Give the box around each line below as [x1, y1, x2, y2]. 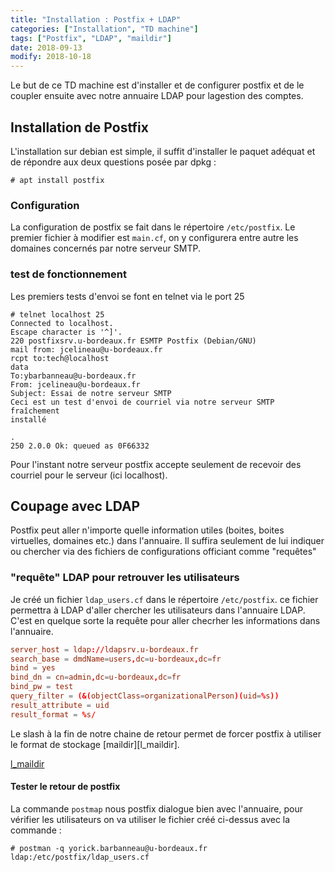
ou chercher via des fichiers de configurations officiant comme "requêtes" [10, 546, 317, 558]
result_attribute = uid [10, 700, 110, 710]
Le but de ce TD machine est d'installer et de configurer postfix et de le [10, 79, 305, 91]
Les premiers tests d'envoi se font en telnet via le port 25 [10, 290, 245, 302]
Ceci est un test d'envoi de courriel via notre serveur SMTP [10, 397, 275, 407]
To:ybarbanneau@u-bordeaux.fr [10, 371, 137, 381]
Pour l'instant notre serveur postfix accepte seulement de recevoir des [10, 458, 302, 470]
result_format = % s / [10, 709, 97, 720]
